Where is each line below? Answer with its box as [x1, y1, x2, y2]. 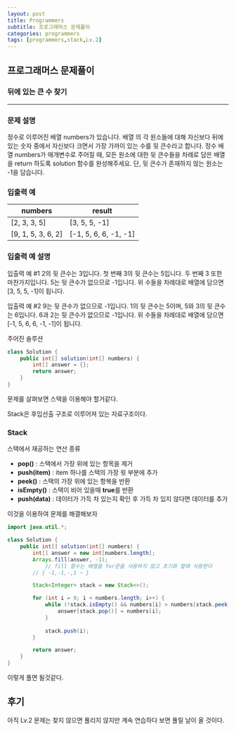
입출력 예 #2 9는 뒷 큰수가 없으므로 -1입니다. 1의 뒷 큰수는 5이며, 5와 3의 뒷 [7, 301, 213, 310]
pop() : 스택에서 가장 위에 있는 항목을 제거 [17, 459, 133, 468]
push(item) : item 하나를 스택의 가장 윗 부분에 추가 [17, 468, 158, 477]
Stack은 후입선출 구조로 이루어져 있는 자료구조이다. [7, 409, 147, 418]
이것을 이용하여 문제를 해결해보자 [7, 510, 98, 518]
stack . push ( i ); [44, 627, 90, 635]
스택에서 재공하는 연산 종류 [7, 444, 81, 453]
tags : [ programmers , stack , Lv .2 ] [7, 37, 102, 44]
